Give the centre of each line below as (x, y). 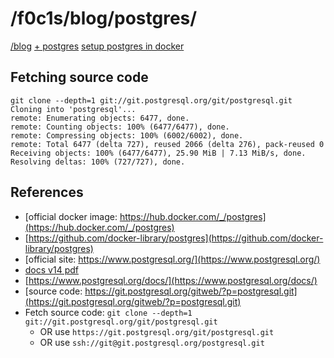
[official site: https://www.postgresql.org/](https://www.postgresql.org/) (172, 259)
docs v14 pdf (51, 269)
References (47, 192)
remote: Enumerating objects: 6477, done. (100, 118)
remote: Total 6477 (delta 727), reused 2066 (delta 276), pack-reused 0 (167, 144)
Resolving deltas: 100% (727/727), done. (98, 162)
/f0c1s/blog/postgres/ (104, 18)
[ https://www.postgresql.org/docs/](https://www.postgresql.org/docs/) (171, 280)
